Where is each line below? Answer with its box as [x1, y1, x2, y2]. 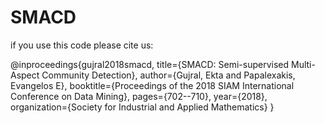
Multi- [290, 58, 316, 70]
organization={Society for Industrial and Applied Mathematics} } [10, 101, 275, 113]
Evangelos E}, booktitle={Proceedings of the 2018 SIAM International [10, 79, 295, 91]
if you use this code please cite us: [10, 39, 154, 51]
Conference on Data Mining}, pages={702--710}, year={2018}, [10, 90, 268, 102]
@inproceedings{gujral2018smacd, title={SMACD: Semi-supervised [10, 58, 290, 70]
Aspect [10, 69, 40, 81]
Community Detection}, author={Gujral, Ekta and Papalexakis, [41, 69, 296, 81]
